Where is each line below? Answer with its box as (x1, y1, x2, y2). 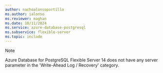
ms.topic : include (5, 35, 42, 39)
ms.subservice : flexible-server (5, 30, 71, 35)
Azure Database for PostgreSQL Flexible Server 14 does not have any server (5, 57, 158, 63)
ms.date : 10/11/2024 (5, 20, 47, 26)
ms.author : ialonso (5, 12, 45, 17)
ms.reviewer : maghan (5, 16, 47, 21)
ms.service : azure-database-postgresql (5, 25, 86, 30)
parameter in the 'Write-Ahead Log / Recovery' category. (5, 62, 119, 68)
